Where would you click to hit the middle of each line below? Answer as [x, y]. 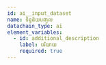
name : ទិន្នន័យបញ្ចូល [30, 20]
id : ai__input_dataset [39, 13]
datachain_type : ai [35, 26]
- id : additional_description [56, 39]
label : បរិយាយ [38, 45]
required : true [41, 51]
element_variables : [35, 32]
